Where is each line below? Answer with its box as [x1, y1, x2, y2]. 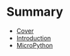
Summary [6, 4, 63, 20]
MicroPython [16, 41, 53, 49]
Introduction [16, 33, 51, 42]
